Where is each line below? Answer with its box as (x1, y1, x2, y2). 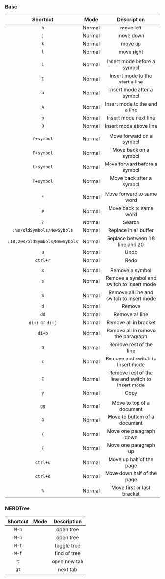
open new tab (52, 558, 83, 565)
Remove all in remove (106, 327, 156, 334)
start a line (118, 79, 143, 85)
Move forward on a (109, 133, 153, 139)
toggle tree (55, 542, 81, 549)
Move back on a (112, 146, 150, 153)
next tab (58, 566, 78, 573)
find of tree (55, 550, 81, 557)
